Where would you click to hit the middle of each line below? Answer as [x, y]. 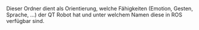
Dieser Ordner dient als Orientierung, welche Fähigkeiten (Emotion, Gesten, [99, 9]
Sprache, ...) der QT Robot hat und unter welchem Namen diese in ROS [94, 15]
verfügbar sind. [25, 21]
